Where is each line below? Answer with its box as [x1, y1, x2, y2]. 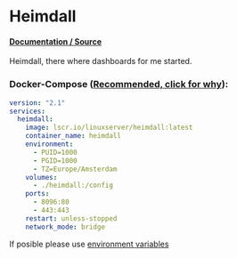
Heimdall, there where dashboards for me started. [9, 56, 192, 67]
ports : [25, 189, 50, 198]
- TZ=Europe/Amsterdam [32, 165, 118, 173]
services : [9, 107, 46, 116]
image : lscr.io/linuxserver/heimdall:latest [25, 123, 193, 133]
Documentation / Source [9, 36, 102, 46]
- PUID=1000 [32, 148, 78, 157]
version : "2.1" [9, 98, 66, 108]
